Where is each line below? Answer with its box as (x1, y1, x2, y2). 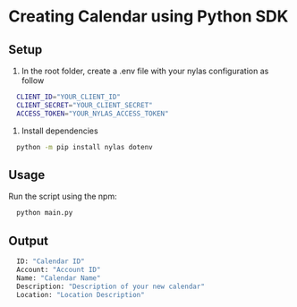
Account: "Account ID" (16, 265, 101, 274)
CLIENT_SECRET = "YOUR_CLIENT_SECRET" (16, 100, 153, 109)
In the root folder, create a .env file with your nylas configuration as (21, 65, 269, 76)
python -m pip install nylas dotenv (16, 142, 153, 151)
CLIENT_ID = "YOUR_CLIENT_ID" (16, 92, 122, 101)
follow (21, 75, 45, 86)
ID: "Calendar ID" (16, 257, 86, 266)
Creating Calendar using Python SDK (8, 6, 289, 27)
